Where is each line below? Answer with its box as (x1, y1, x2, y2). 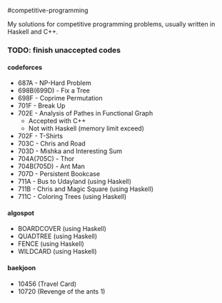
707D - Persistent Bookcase (17, 170, 101, 178)
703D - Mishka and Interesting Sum (17, 147, 123, 155)
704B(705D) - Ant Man (17, 162, 86, 170)
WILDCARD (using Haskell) (17, 247, 98, 256)
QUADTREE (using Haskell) (17, 232, 98, 241)
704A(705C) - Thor (17, 155, 75, 163)
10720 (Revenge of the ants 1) (17, 287, 106, 295)
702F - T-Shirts (17, 132, 63, 140)
